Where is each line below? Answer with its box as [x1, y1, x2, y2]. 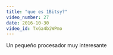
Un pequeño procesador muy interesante [6, 42, 107, 49]
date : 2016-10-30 [6, 20, 49, 26]
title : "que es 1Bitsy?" [6, 8, 68, 15]
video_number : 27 [6, 14, 49, 20]
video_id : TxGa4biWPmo [6, 25, 62, 32]
